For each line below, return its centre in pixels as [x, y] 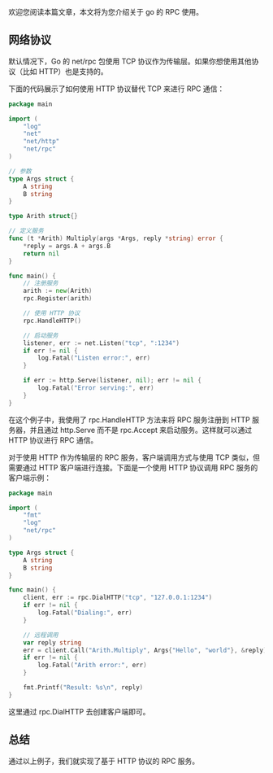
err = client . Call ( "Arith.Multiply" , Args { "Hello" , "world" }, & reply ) [145, 650]
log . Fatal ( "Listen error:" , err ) [94, 358]
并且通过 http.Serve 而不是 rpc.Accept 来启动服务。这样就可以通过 [141, 430]
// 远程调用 [41, 635]
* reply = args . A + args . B [67, 246]
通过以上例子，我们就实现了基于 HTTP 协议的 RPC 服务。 [104, 761]
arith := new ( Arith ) [58, 291]
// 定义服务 [26, 231]
